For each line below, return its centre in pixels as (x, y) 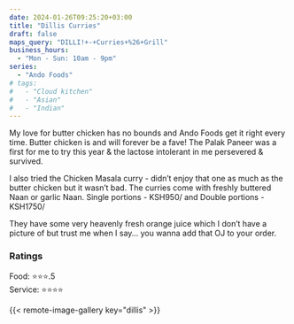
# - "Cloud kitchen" (51, 91)
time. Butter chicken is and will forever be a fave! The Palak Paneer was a (143, 143)
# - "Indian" (37, 108)
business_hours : (39, 50)
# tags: (23, 83)
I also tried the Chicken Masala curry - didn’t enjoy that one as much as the (146, 179)
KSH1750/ (27, 207)
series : (23, 67)
